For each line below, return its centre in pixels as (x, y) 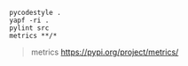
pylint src (29, 28)
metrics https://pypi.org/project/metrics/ (105, 52)
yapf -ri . (29, 20)
